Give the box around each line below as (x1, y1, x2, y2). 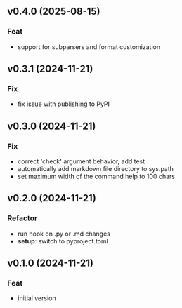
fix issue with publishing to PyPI (17, 100, 110, 108)
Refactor (7, 213, 38, 223)
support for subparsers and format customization (17, 42, 160, 51)
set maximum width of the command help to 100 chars (17, 172, 176, 181)
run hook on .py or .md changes (17, 229, 110, 238)
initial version (17, 294, 56, 302)
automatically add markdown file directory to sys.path (17, 165, 174, 173)
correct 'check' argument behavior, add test (17, 157, 145, 166)
